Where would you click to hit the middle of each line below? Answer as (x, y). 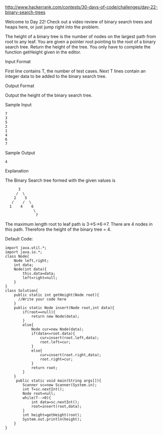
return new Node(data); (55, 316)
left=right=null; (40, 278)
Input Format (18, 61)
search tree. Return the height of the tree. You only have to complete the (78, 47)
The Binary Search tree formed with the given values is (60, 180)
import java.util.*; (26, 248)
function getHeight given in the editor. (43, 52)
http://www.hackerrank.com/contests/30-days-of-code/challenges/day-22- (81, 7)
